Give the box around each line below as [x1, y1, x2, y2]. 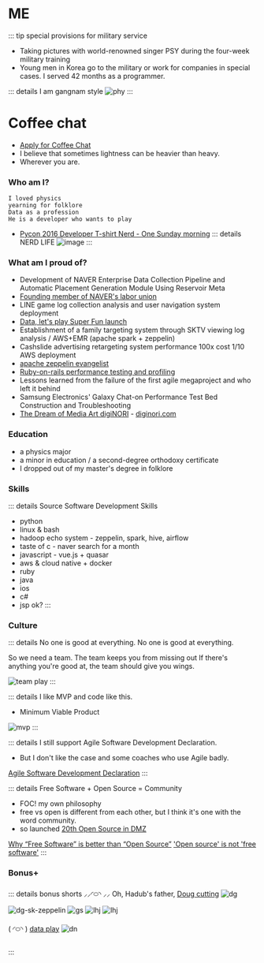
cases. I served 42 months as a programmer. [19, 71, 165, 80]
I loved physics [8, 195, 61, 203]
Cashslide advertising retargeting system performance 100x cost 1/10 [19, 342, 245, 352]
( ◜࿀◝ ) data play [8, 924, 60, 933]
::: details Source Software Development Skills [8, 502, 158, 511]
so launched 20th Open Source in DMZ [19, 824, 147, 834]
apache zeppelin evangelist [19, 359, 109, 368]
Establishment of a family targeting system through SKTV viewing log [19, 325, 245, 335]
